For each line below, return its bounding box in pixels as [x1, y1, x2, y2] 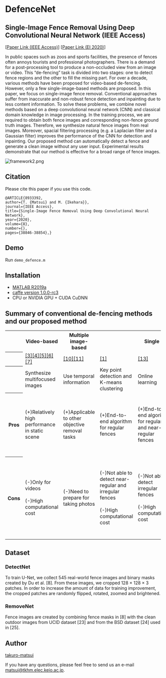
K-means [99, 379, 122, 386]
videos [25, 485, 41, 492]
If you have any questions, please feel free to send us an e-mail [5, 662, 134, 668]
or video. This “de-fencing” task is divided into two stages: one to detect [5, 69, 153, 75]
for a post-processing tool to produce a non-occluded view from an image [5, 65, 157, 70]
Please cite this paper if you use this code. [5, 186, 92, 192]
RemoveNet [5, 603, 34, 610]
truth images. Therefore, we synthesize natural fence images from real [5, 123, 149, 128]
